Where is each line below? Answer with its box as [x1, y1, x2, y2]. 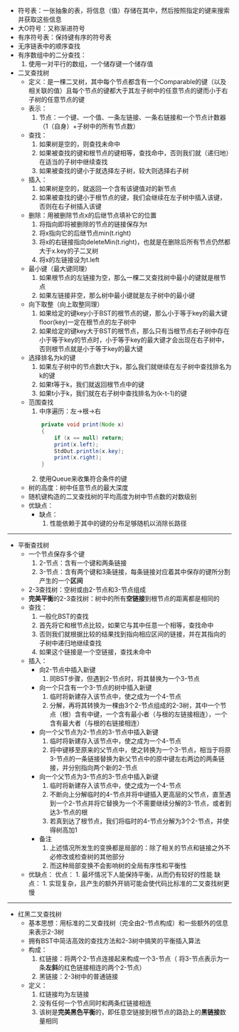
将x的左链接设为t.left [38, 256, 100, 264]
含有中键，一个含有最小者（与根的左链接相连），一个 [74, 710, 228, 719]
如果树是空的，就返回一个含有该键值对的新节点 [38, 184, 176, 192]
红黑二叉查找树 [17, 910, 62, 919]
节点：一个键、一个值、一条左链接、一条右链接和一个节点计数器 [38, 113, 226, 121]
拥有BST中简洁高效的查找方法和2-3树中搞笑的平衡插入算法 [28, 937, 201, 945]
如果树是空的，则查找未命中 [38, 140, 121, 148]
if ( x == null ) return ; [53, 434, 124, 442]
